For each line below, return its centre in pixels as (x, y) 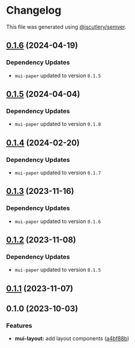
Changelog (34, 10)
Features (19, 326)
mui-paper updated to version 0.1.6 (58, 221)
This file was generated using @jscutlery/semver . (66, 27)
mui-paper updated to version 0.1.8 (58, 124)
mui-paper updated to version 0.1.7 (58, 173)
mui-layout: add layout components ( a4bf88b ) (72, 338)
